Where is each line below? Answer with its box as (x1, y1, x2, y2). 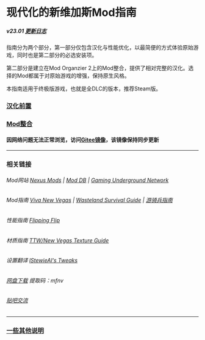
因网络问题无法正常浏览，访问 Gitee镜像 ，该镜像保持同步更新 (6, 136, 159, 143)
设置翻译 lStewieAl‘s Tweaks (6, 257, 78, 264)
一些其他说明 (6, 326, 45, 335)
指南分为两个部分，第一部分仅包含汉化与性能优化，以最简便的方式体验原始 (6, 44, 193, 51)
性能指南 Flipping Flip (6, 216, 60, 223)
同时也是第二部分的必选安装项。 (16, 51, 98, 59)
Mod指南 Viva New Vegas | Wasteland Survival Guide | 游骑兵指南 (6, 197, 173, 204)
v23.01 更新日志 (6, 27, 47, 34)
